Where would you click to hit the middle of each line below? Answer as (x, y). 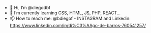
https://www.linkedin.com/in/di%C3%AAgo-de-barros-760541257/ (78, 25)
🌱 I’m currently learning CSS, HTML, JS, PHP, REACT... (65, 13)
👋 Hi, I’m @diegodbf (30, 8)
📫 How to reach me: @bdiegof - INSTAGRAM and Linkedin (69, 18)
